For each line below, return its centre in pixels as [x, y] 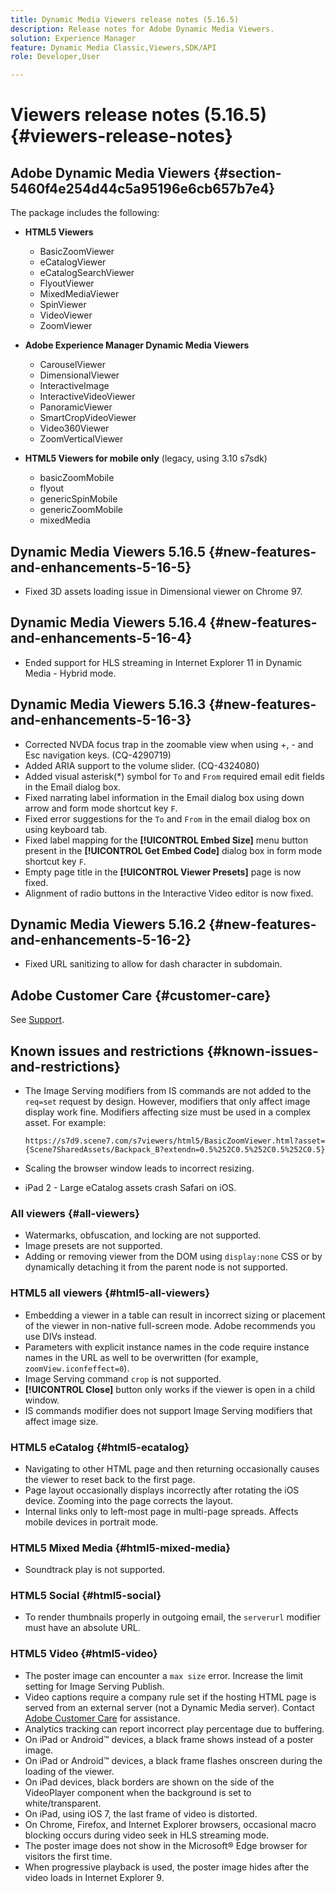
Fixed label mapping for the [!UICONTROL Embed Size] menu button [166, 840]
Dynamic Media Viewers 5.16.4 [108, 622]
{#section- [247, 172]
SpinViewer [63, 305]
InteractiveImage [74, 386]
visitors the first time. [68, 1856]
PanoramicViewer [76, 407]
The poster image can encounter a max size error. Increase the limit [164, 1675]
